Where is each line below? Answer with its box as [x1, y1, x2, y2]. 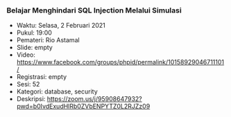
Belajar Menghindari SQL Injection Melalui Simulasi [6, 6, 182, 15]
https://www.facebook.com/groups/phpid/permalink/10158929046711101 [16, 58, 225, 66]
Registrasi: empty [16, 73, 67, 81]
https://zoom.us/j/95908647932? [46, 95, 143, 103]
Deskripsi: [16, 95, 46, 103]
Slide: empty [16, 44, 53, 52]
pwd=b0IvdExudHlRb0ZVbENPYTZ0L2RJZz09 [16, 102, 151, 111]
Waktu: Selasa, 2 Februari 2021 [16, 21, 105, 30]
